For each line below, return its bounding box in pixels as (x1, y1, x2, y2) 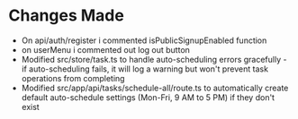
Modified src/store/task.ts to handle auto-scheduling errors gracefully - (21, 54, 287, 64)
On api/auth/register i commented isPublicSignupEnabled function (21, 35, 267, 46)
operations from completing (21, 72, 125, 83)
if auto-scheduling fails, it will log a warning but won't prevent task (21, 64, 269, 74)
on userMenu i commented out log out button (21, 44, 191, 55)
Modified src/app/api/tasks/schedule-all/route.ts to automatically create (21, 82, 289, 93)
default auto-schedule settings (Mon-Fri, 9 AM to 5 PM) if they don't (21, 91, 275, 103)
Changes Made (8, 5, 125, 26)
